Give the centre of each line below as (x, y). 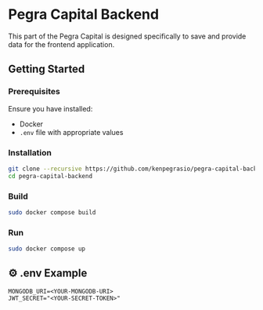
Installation (30, 152)
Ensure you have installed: (50, 108)
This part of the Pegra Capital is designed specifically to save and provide (127, 36)
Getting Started (47, 69)
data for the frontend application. (61, 44)
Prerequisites (34, 92)
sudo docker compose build (52, 212)
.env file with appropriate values (71, 132)
